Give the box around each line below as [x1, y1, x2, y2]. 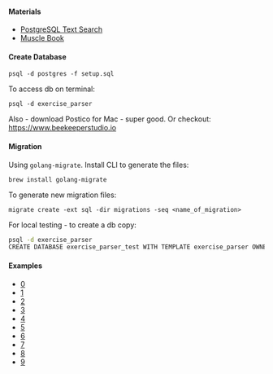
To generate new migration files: [8, 190, 117, 200]
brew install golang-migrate [8, 175, 107, 183]
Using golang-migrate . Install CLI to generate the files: [8, 160, 189, 169]
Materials [8, 7, 41, 16]
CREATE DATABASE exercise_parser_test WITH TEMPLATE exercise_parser [8, 243, 249, 252]
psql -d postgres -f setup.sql [8, 70, 115, 78]
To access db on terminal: [8, 84, 96, 94]
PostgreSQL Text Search [19, 24, 103, 34]
